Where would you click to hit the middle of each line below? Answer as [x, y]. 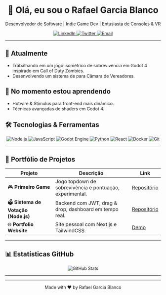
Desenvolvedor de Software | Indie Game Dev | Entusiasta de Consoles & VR [83, 24]
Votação [18, 211]
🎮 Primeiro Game [29, 187]
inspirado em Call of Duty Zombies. [48, 71]
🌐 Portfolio [21, 224]
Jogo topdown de [76, 181]
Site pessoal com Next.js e [86, 224]
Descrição [91, 173]
